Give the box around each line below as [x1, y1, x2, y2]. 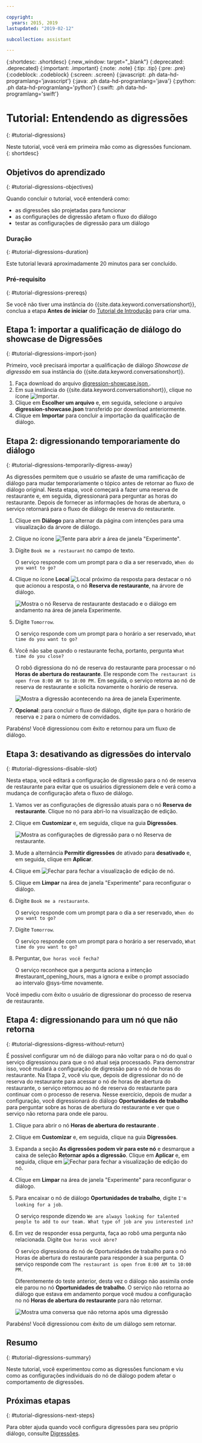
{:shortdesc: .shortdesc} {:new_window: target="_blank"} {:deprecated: [6, 58, 184, 65]
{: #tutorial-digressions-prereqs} [6, 288, 87, 296]
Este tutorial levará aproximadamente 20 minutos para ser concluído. [6, 260, 178, 267]
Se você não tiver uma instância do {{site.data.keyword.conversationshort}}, [6, 301, 197, 308]
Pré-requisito [6, 275, 46, 284]
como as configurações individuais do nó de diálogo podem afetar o [6, 1372, 176, 1379]
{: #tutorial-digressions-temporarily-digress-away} [6, 461, 133, 469]
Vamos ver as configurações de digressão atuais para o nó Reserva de [14, 801, 192, 809]
